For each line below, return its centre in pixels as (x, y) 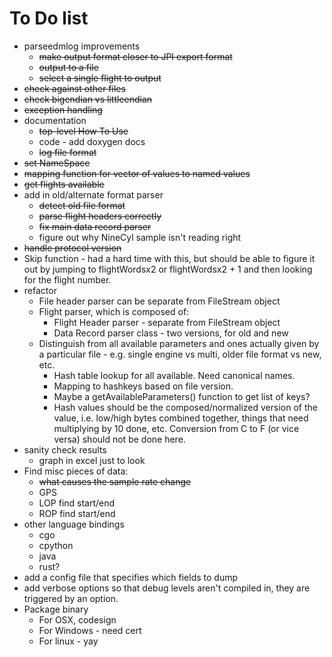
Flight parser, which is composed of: (114, 311)
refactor (40, 290)
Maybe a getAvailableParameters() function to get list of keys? (182, 396)
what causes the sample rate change (115, 481)
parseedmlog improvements (82, 46)
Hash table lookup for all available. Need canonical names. (174, 375)
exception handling (63, 109)
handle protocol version (72, 248)
